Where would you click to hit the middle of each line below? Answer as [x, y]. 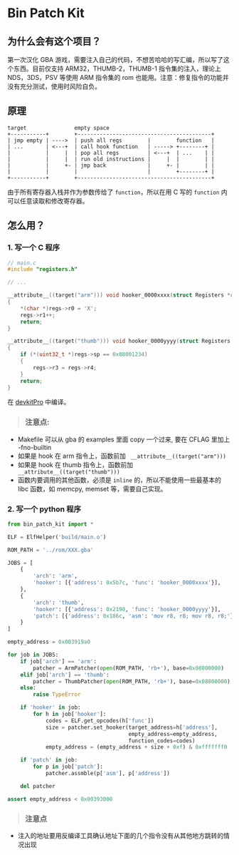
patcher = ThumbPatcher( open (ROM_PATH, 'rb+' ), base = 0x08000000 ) [132, 681]
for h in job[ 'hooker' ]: [70, 715]
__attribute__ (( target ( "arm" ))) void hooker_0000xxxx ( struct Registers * [119, 295]
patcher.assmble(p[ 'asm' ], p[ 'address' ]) [108, 774]
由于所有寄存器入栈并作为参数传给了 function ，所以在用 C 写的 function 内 [117, 192]
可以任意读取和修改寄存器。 [48, 200]
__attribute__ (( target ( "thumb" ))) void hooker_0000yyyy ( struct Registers [119, 341]
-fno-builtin [34, 447]
